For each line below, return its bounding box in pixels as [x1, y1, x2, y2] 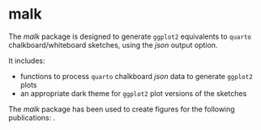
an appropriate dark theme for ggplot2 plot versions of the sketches [19, 88, 247, 98]
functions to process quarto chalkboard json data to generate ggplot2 [19, 71, 253, 81]
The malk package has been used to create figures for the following [8, 104, 235, 114]
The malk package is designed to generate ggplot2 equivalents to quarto [8, 31, 251, 41]
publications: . [8, 112, 56, 122]
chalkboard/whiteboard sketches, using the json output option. [8, 40, 218, 49]
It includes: [8, 56, 45, 65]
